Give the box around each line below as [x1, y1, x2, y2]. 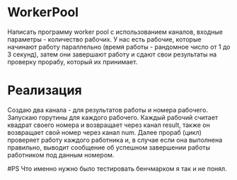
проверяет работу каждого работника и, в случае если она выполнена [7, 136, 223, 144]
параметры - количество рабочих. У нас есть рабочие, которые [7, 35, 202, 43]
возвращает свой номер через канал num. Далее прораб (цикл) [7, 128, 202, 136]
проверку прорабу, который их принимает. [7, 57, 138, 66]
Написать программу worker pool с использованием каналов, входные [7, 28, 224, 36]
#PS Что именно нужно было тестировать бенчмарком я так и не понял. [7, 164, 228, 173]
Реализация [7, 83, 83, 99]
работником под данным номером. [7, 150, 115, 159]
